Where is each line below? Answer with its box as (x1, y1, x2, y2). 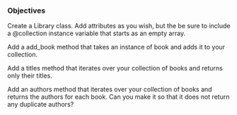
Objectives (7, 6, 46, 16)
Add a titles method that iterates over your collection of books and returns (7, 64, 223, 73)
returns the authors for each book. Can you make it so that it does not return (7, 92, 230, 101)
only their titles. (7, 71, 53, 80)
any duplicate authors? (7, 100, 74, 109)
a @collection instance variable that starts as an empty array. (7, 29, 186, 37)
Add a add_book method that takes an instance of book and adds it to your (7, 43, 225, 52)
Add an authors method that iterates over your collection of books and (7, 85, 212, 94)
